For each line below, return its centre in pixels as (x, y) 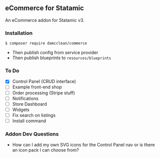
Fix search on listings (34, 115)
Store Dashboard (29, 104)
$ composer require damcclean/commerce (46, 43)
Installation (19, 33)
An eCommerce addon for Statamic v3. (45, 20)
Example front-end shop (37, 87)
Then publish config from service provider (55, 53)
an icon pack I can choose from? (45, 150)
